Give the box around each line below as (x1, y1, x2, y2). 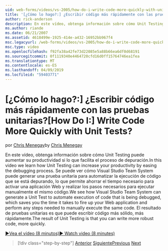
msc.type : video (5, 44, 39, 49)
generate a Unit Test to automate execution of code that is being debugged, (5, 194, 161, 200)
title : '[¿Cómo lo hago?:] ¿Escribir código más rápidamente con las (5, 12, 153, 17)
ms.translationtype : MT (5, 58, 55, 63)
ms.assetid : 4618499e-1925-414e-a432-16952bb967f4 (5, 35, 113, 40)
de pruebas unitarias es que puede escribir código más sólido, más (5, 210, 144, 216)
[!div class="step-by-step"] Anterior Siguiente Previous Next (17, 240, 141, 246)
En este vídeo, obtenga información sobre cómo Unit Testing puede (5, 152, 144, 158)
